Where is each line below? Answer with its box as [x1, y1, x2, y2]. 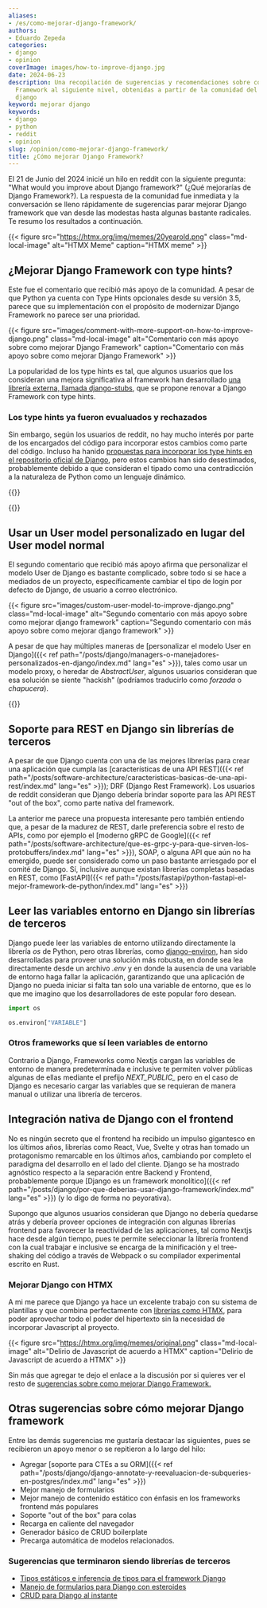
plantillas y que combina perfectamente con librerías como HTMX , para [8, 1305, 242, 1315]
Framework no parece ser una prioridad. [8, 310, 141, 320]
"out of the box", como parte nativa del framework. [8, 798, 175, 807]
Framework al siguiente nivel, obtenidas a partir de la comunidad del [15, 85, 258, 94]
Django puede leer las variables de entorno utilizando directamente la [8, 938, 236, 947]
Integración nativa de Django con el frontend [8, 1112, 234, 1126]
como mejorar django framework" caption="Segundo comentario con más [8, 618, 252, 627]
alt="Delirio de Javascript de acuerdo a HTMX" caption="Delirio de [33, 1346, 253, 1355]
